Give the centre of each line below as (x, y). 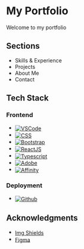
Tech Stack (27, 98)
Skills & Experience (38, 60)
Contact (24, 79)
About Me (27, 73)
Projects (25, 67)
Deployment (24, 185)
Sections (23, 46)
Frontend (20, 115)
